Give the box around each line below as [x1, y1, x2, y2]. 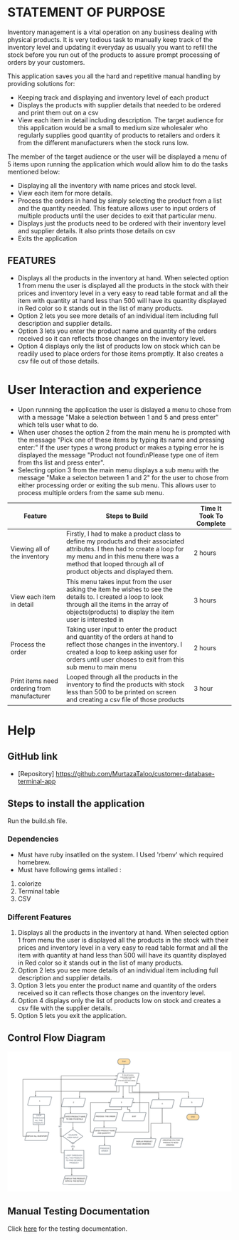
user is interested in [66, 615, 124, 623]
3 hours [193, 596, 217, 605]
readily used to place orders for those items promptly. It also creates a [17, 349, 224, 358]
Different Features [7, 912, 72, 922]
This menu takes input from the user [66, 577, 172, 585]
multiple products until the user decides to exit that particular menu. [17, 211, 217, 220]
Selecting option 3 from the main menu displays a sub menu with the [17, 465, 219, 474]
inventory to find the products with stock [66, 680, 185, 689]
